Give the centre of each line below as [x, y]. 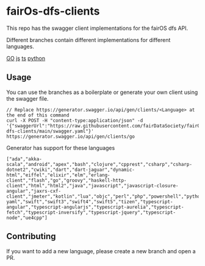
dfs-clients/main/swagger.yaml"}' [50, 131]
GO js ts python [26, 58]
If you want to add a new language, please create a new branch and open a [101, 251]
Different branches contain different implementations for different [88, 40]
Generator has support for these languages [61, 148]
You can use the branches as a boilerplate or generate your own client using [102, 92]
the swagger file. [27, 98]
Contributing [31, 236]
